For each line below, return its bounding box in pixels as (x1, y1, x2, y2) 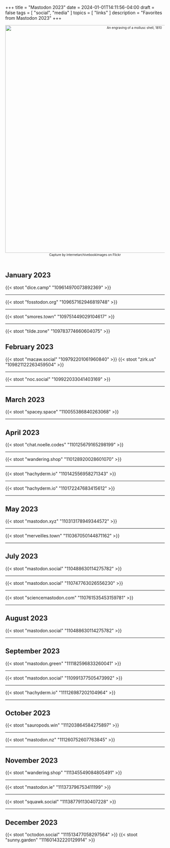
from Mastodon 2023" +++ (5, 15, 62, 21)
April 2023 (5, 428, 40, 437)
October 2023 (5, 708, 51, 717)
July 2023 (5, 552, 38, 561)
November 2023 (5, 756, 58, 765)
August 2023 (5, 614, 48, 623)
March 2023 (5, 396, 45, 404)
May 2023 (5, 504, 38, 513)
